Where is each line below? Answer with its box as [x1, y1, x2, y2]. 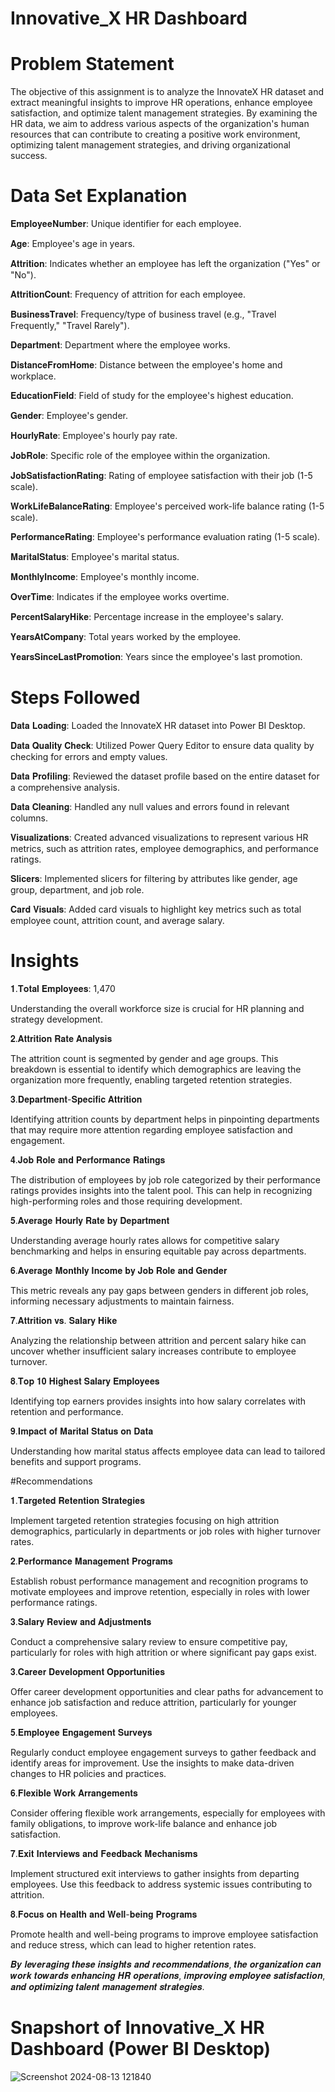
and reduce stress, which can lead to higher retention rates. [10, 1938, 257, 1951]
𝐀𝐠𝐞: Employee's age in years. [10, 238, 136, 250]
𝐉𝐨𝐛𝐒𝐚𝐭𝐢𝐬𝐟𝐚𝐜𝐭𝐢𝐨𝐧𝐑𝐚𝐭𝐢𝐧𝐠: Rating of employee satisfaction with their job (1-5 [10, 470, 313, 482]
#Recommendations [10, 1475, 93, 1487]
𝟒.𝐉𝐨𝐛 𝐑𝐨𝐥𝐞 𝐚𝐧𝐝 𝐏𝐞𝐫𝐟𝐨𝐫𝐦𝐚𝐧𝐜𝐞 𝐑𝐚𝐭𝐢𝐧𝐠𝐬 [10, 1153, 166, 1166]
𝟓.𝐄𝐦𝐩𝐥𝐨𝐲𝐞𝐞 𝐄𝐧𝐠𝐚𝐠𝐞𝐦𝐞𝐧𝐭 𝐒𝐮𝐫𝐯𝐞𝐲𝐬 [10, 1726, 153, 1738]
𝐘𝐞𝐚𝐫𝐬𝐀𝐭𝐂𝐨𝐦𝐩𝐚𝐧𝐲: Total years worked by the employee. [10, 631, 242, 643]
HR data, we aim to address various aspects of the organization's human [10, 118, 310, 130]
